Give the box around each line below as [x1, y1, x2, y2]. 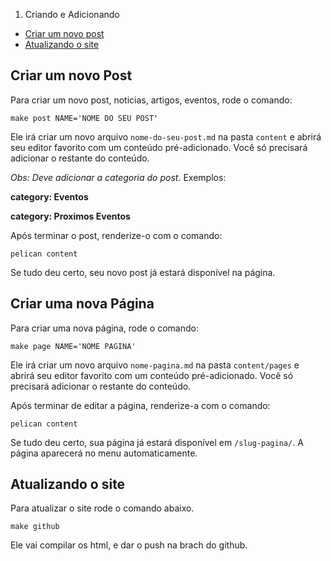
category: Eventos [10, 190, 89, 203]
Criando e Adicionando [24, 9, 120, 20]
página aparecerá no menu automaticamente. [10, 447, 198, 459]
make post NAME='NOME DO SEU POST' [10, 113, 159, 123]
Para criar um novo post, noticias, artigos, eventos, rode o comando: [10, 94, 293, 106]
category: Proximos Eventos [10, 210, 131, 222]
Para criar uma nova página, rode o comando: [10, 322, 199, 334]
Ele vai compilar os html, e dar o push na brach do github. [10, 539, 248, 551]
